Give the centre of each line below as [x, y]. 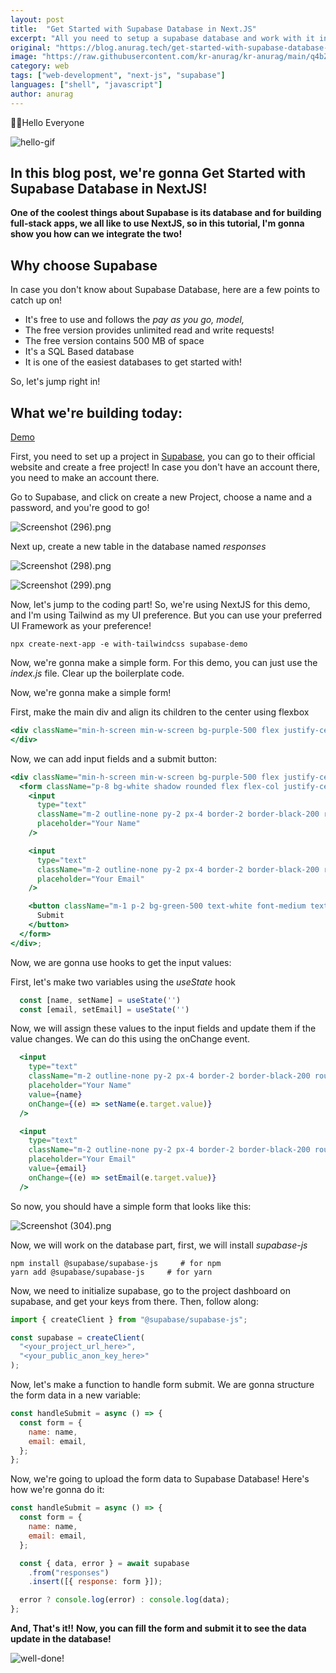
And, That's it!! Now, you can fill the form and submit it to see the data [158, 1628]
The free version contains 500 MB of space [114, 341]
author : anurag [42, 94]
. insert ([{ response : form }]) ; [95, 1582]
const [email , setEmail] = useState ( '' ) [104, 1009]
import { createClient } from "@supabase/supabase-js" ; [129, 1319]
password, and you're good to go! [80, 508]
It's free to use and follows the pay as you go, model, [134, 320]
